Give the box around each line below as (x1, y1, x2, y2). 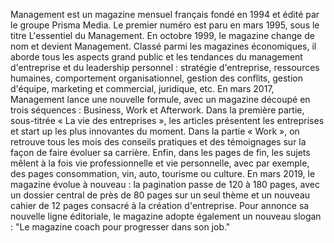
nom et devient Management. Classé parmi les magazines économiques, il (10, 40, 317, 52)
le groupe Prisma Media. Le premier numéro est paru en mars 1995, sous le (10, 19, 320, 31)
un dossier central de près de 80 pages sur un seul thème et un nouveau (10, 189, 311, 201)
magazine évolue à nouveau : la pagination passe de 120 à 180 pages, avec (10, 179, 320, 190)
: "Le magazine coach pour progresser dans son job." (10, 221, 231, 233)
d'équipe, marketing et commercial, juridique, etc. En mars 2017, (10, 83, 275, 94)
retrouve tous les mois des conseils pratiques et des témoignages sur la (10, 136, 307, 148)
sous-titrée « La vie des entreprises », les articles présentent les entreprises (10, 115, 325, 126)
